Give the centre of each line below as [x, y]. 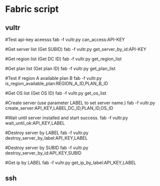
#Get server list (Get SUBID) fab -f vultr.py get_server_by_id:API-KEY [76, 49]
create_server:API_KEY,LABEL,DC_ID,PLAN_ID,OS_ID [59, 108]
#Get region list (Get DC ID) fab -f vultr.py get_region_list [64, 59]
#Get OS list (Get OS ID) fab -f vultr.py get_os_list [56, 93]
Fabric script [32, 9]
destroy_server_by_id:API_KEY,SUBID [43, 153]
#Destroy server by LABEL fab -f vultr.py [47, 133]
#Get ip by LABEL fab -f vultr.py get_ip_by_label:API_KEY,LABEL [71, 163]
